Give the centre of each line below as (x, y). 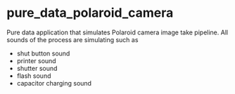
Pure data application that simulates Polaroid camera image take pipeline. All (118, 32)
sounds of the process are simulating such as (72, 39)
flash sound (34, 76)
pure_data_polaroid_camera (90, 13)
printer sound (37, 60)
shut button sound (43, 53)
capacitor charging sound (54, 83)
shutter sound (37, 68)
